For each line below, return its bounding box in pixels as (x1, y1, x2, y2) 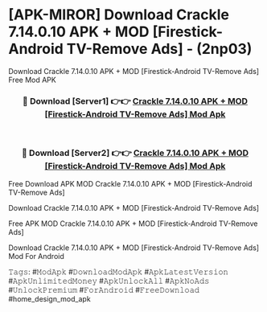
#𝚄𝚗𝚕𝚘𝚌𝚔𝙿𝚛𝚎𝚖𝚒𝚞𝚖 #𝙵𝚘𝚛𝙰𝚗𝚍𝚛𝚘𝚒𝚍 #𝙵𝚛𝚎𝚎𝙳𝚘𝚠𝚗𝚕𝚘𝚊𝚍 (8, 285, 199, 294)
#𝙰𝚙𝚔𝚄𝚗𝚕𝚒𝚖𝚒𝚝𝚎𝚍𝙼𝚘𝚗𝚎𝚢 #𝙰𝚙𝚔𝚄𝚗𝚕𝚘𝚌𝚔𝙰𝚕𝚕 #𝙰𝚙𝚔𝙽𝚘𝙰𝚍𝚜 (8, 276, 210, 285)
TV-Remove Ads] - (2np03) (66, 40, 253, 58)
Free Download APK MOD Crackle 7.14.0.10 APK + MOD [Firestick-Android (8, 179, 253, 188)
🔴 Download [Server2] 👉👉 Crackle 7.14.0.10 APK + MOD (21, 147, 249, 158)
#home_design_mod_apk (8, 294, 91, 303)
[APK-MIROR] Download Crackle (8, 6, 229, 24)
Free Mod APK (8, 75, 56, 84)
